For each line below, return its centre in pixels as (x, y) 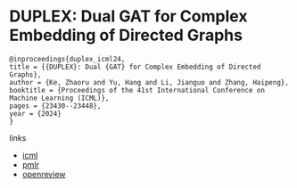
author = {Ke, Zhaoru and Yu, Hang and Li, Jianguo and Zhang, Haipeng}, (149, 82)
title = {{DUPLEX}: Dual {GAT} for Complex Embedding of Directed (135, 67)
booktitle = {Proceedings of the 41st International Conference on (137, 90)
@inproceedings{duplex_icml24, (67, 59)
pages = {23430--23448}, (55, 106)
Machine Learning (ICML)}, (59, 98)
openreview (44, 174)
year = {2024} (36, 113)
